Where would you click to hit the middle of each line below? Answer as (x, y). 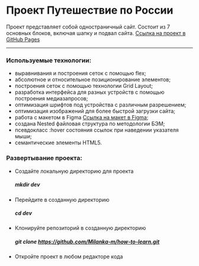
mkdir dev (27, 185)
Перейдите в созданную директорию (62, 199)
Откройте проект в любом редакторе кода (69, 256)
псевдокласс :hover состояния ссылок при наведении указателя (97, 130)
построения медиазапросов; (51, 99)
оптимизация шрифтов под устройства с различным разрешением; (100, 105)
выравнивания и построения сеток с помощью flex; (80, 73)
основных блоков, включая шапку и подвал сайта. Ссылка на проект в (96, 33)
